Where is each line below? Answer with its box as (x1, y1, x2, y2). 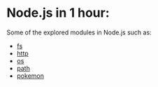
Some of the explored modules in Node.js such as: (6, 28, 152, 36)
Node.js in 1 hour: (6, 5, 110, 21)
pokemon (16, 72, 45, 80)
